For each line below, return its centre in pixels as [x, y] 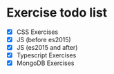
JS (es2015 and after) [47, 48]
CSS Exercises [37, 32]
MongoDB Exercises [45, 63]
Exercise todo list [57, 13]
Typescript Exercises [46, 55]
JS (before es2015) [44, 40]
